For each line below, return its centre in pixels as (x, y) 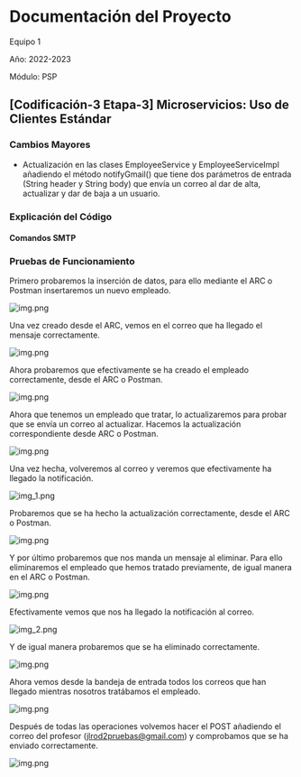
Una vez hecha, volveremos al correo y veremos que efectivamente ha (141, 469)
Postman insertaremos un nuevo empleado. (90, 291)
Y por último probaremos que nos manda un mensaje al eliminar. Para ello (146, 558)
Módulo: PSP (33, 76)
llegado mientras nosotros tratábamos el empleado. (105, 691)
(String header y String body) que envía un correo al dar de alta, (141, 183)
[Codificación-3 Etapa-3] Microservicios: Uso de (150, 105)
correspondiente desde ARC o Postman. (84, 434)
